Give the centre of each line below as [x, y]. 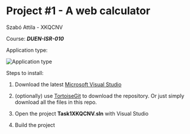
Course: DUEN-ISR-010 [35, 38]
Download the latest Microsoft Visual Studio [68, 84]
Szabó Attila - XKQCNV [35, 27]
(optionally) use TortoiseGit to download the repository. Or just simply [99, 96]
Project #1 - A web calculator [78, 11]
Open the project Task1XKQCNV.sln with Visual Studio [82, 113]
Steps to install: [25, 73]
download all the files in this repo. [56, 102]
